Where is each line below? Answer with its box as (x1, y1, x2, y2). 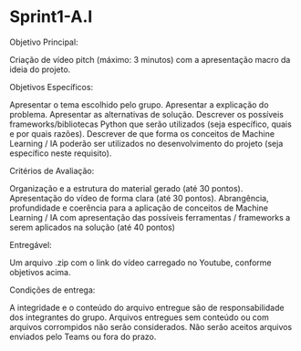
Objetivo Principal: (9, 36, 79, 47)
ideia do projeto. (9, 64, 71, 75)
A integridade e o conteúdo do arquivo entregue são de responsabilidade (9, 302, 285, 313)
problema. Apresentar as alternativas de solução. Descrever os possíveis (9, 108, 285, 119)
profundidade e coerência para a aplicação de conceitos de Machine (9, 202, 269, 213)
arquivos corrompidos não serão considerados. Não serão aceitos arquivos (9, 321, 293, 332)
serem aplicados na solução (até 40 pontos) (9, 222, 176, 232)
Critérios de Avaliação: (9, 165, 95, 176)
